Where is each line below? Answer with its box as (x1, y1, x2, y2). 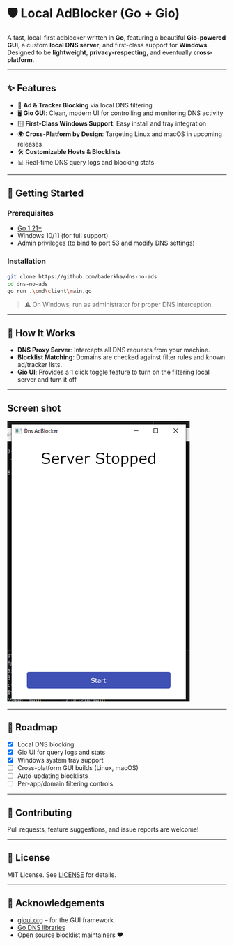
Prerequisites (7, 209, 54, 218)
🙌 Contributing (7, 806, 72, 818)
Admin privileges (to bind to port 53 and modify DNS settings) (17, 239, 195, 248)
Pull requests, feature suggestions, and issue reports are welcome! (7, 825, 199, 834)
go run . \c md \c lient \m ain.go (7, 287, 92, 295)
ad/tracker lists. (17, 361, 63, 369)
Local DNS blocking (17, 740, 75, 749)
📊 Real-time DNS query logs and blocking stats (17, 158, 155, 166)
